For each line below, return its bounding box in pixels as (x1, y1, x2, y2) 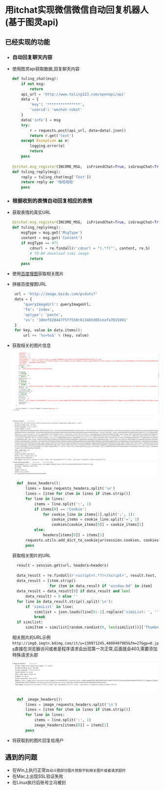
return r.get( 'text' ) (30, 133, 74, 138)
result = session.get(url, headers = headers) (17, 563, 109, 568)
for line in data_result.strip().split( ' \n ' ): (17, 599, 113, 604)
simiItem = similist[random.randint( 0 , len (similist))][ (25, 625, 144, 630)
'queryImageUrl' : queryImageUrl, (23, 302, 91, 307)
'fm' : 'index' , (23, 307, 54, 312)
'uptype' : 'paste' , (23, 312, 63, 317)
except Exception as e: (21, 138, 69, 143)
